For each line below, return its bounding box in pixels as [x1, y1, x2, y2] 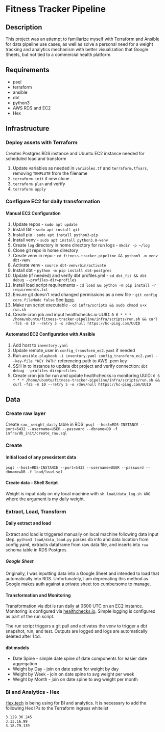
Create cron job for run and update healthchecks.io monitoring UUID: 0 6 [12, 372, 160, 379]
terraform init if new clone [12, 175, 70, 181]
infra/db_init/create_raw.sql [5, 431, 68, 435]
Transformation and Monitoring [5, 592, 71, 598]
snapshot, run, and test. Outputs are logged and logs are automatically [5, 628, 148, 634]
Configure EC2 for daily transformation [5, 198, 100, 205]
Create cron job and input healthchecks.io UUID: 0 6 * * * [12, 311, 132, 317]
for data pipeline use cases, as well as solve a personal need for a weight [5, 41, 153, 47]
